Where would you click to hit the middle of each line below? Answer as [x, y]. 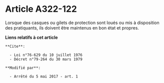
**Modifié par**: [23, 68]
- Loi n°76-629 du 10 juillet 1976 [46, 55]
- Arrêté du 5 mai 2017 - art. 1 [44, 76]
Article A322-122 [41, 9]
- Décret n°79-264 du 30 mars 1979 [46, 59]
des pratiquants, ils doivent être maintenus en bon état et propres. [72, 28]
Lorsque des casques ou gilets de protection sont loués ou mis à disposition [82, 23]
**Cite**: [15, 46]
